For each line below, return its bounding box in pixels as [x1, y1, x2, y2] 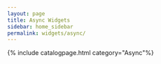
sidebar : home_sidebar [7, 23, 73, 30]
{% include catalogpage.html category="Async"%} [7, 49, 154, 57]
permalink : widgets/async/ [7, 29, 86, 37]
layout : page [7, 10, 45, 17]
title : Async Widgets [7, 17, 71, 24]
